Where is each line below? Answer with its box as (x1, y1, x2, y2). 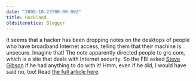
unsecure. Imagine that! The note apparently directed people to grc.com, (6, 49, 185, 56)
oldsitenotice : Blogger (6, 20, 66, 26)
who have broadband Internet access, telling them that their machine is (6, 43, 182, 50)
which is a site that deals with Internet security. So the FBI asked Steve (6, 55, 180, 63)
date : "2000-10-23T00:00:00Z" (6, 8, 82, 15)
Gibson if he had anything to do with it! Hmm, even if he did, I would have (6, 62, 186, 69)
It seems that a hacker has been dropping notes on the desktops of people (6, 37, 190, 44)
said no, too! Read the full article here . (6, 68, 100, 76)
